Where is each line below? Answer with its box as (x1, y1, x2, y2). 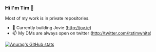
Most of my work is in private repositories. (5, 16, 90, 21)
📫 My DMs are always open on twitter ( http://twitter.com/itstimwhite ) (12, 30, 152, 36)
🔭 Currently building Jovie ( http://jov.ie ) (12, 25, 92, 31)
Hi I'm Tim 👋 (5, 4, 34, 11)
